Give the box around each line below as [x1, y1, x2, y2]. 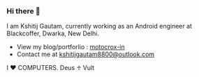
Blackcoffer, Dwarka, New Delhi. [6, 29, 99, 37]
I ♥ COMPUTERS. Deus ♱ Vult [6, 64, 95, 72]
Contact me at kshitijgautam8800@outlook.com [16, 50, 155, 58]
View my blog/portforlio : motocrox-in [16, 43, 125, 51]
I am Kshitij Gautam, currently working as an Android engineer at [6, 22, 193, 31]
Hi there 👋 [6, 6, 41, 16]
